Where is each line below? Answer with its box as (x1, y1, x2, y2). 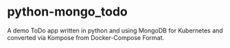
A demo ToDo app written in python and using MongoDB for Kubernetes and (7, 26, 223, 34)
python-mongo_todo (7, 4, 128, 20)
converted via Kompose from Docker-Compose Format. (7, 33, 165, 41)
